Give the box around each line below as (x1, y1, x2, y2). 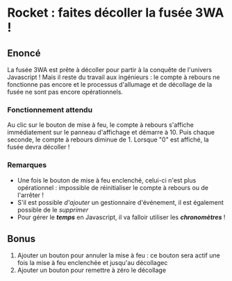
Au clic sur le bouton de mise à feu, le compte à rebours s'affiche (7, 121, 194, 129)
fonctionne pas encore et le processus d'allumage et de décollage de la (7, 80, 213, 88)
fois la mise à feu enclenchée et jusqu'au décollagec (17, 259, 168, 267)
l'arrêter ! (17, 191, 44, 199)
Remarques (7, 160, 47, 170)
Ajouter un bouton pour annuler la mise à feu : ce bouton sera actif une (17, 251, 220, 259)
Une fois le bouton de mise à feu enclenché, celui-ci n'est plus (17, 176, 197, 185)
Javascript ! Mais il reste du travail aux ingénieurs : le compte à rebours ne (7, 73, 220, 81)
